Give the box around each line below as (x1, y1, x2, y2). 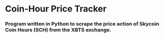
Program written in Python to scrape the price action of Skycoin (5, 21, 160, 27)
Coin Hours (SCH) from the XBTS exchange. (5, 26, 112, 33)
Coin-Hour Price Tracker (5, 3, 107, 14)
